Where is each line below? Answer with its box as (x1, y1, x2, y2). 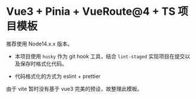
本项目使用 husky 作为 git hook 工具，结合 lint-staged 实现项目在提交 (14, 53, 185, 60)
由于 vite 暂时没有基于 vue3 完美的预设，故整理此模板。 (6, 85, 143, 92)
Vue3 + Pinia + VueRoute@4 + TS (6, 5, 176, 18)
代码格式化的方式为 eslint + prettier (14, 73, 101, 80)
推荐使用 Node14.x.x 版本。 (6, 40, 73, 47)
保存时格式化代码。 (20, 60, 67, 67)
